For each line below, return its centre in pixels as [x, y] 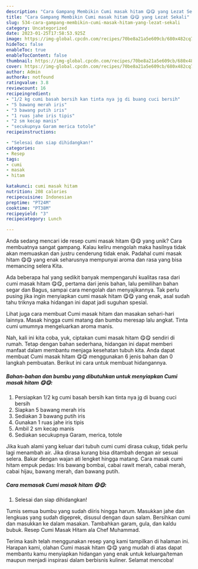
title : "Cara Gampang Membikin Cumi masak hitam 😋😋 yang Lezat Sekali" [98, 17]
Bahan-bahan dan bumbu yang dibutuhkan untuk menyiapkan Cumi [92, 376]
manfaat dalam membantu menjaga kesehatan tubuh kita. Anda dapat [90, 350]
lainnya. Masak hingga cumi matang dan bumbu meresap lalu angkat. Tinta [97, 320]
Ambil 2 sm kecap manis [44, 429]
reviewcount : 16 [26, 88]
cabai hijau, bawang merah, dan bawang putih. [63, 471]
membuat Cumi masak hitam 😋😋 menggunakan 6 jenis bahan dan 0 [90, 356]
